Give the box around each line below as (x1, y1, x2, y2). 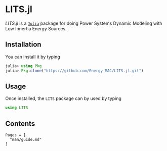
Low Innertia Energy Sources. (5, 25, 67, 31)
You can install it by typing (5, 54, 61, 60)
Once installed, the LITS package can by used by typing (5, 95, 121, 102)
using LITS (5, 105, 28, 111)
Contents (5, 119, 35, 128)
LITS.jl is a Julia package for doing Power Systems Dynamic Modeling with (5, 20, 162, 26)
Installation (5, 40, 41, 49)
